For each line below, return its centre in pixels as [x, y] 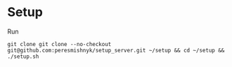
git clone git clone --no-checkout [59, 44]
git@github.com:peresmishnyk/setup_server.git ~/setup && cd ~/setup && [116, 50]
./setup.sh [23, 57]
